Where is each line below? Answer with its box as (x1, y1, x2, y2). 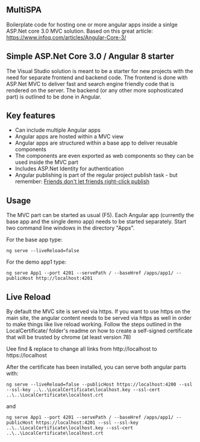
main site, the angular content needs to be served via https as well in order (6, 314, 192, 322)
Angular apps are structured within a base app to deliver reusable (14, 139, 178, 147)
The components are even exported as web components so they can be (14, 152, 194, 160)
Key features (6, 111, 55, 121)
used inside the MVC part (14, 158, 78, 166)
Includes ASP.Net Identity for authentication (14, 165, 124, 172)
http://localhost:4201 (36, 275, 93, 282)
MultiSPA (6, 5, 42, 15)
